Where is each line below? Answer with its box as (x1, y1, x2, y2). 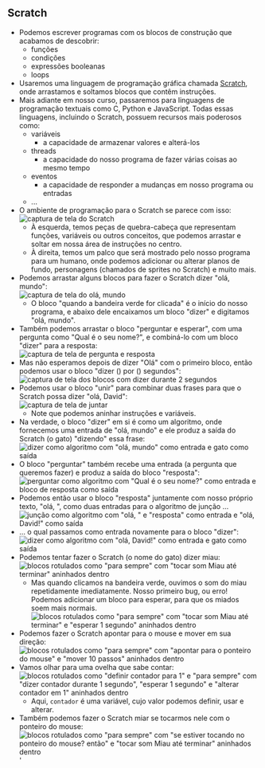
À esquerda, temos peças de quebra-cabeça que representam (30, 222, 236, 232)
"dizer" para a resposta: (18, 340, 98, 350)
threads (30, 146, 57, 155)
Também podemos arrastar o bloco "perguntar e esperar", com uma (18, 323, 243, 333)
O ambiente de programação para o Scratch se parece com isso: (18, 205, 232, 214)
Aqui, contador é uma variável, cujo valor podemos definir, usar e (30, 696, 244, 706)
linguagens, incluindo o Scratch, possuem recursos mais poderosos (18, 112, 242, 122)
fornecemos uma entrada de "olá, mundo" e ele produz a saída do (18, 425, 236, 435)
